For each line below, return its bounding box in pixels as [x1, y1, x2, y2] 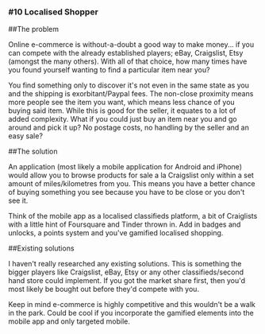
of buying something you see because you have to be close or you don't [8, 188, 245, 197]
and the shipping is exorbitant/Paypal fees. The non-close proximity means [8, 89, 254, 99]
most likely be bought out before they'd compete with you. [8, 285, 200, 294]
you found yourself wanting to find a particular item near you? [8, 65, 210, 75]
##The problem [8, 25, 60, 34]
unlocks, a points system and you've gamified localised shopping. [8, 228, 224, 238]
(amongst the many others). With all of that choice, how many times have [8, 56, 248, 66]
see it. [8, 196, 29, 205]
